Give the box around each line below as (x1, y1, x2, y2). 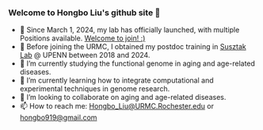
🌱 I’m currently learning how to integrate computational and (19, 75, 214, 86)
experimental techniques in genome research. (19, 84, 170, 94)
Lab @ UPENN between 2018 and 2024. (19, 51, 151, 60)
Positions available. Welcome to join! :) (19, 33, 146, 43)
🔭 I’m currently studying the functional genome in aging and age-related (19, 59, 256, 68)
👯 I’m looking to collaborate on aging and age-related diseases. (19, 93, 227, 102)
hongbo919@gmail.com (19, 113, 97, 122)
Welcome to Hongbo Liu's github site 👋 (8, 7, 161, 18)
